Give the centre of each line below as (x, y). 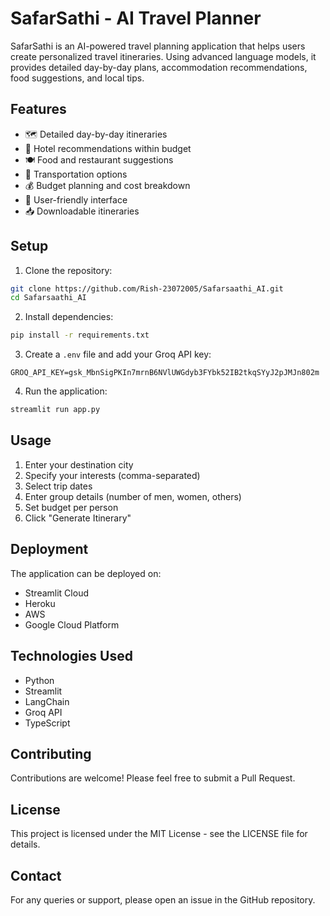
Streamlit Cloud (56, 593)
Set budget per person (71, 507)
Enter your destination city (79, 464)
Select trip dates (58, 486)
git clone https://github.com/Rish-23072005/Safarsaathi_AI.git (147, 288)
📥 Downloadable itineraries (82, 211)
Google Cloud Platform (72, 624)
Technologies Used (71, 656)
